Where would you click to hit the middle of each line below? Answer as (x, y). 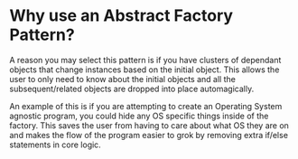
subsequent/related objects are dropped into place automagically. (132, 89)
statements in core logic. (55, 145)
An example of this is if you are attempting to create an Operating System (146, 106)
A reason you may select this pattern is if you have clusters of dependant (145, 60)
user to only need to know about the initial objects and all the (123, 79)
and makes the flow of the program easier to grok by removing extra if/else (149, 135)
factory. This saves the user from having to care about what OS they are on (149, 125)
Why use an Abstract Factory (121, 16)
